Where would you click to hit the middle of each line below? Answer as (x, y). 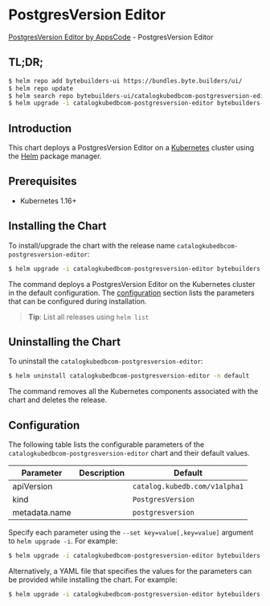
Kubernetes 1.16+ (48, 201)
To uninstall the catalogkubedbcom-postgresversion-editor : (106, 361)
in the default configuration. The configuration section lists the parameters (131, 293)
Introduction (40, 128)
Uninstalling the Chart (65, 342)
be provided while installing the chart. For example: (93, 579)
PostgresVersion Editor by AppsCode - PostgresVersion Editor (111, 37)
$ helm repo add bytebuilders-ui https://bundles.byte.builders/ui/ (125, 81)
